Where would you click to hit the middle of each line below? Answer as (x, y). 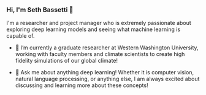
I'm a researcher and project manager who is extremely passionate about (99, 23)
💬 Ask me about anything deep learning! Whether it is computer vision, (105, 72)
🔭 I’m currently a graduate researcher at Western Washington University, (107, 47)
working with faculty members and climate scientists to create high (100, 54)
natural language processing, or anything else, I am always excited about (107, 79)
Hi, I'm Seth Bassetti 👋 (40, 10)
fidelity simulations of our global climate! (67, 61)
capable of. (21, 36)
